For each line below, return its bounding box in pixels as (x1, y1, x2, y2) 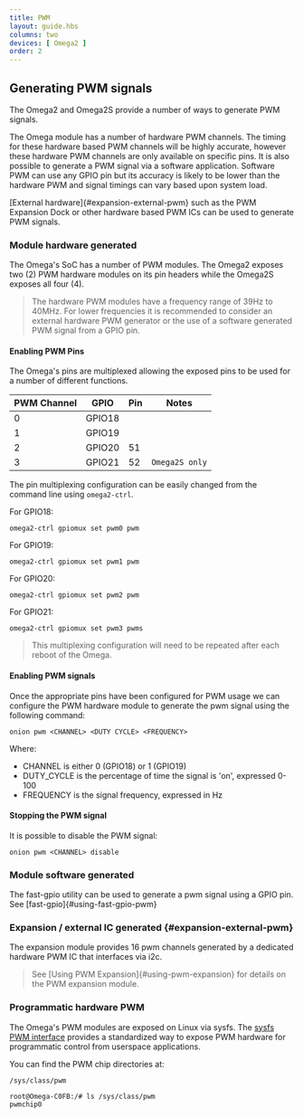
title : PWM (9, 13, 51, 23)
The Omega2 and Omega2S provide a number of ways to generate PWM (9, 104, 280, 115)
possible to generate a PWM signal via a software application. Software (9, 160, 276, 171)
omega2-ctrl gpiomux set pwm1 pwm (9, 557, 140, 566)
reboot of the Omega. (31, 649, 112, 660)
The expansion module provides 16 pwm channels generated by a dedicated (9, 942, 294, 952)
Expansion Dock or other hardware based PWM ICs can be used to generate (9, 206, 295, 217)
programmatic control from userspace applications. (9, 1041, 201, 1052)
